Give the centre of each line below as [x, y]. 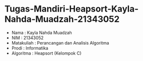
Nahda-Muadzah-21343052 [62, 19]
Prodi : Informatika [30, 48]
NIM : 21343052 [28, 38]
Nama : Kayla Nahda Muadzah [42, 32]
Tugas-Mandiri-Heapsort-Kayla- [71, 9]
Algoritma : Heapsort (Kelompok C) [46, 53]
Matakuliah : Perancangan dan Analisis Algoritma [60, 43]
